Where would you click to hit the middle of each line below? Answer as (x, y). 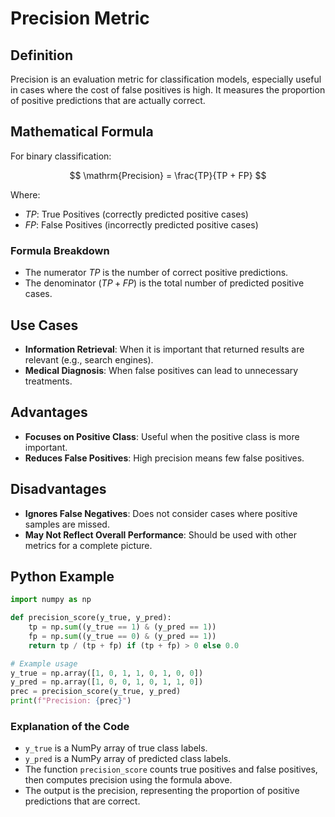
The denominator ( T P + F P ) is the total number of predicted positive (164, 283)
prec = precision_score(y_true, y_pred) (96, 692)
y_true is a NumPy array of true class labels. (116, 748)
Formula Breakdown (60, 250)
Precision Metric (80, 18)
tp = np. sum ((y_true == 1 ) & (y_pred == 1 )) (122, 627)
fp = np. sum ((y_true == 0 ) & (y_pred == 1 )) (122, 636)
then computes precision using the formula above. (128, 780)
